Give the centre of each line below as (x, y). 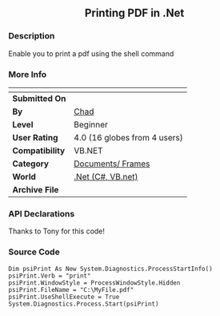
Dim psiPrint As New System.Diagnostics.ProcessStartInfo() (111, 269)
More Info (28, 74)
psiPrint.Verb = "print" (50, 276)
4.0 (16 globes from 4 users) (129, 137)
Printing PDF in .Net (134, 13)
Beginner (91, 124)
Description (32, 36)
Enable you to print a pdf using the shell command (91, 53)
